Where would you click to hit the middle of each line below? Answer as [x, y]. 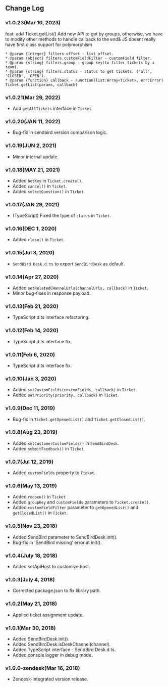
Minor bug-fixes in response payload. [51, 293]
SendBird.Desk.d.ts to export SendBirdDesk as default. [69, 264]
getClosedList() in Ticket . [40, 513]
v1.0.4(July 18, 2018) [31, 556]
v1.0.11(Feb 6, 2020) [30, 354]
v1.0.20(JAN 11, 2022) [33, 121]
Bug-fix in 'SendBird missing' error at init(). [57, 542]
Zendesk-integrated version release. [50, 679]
